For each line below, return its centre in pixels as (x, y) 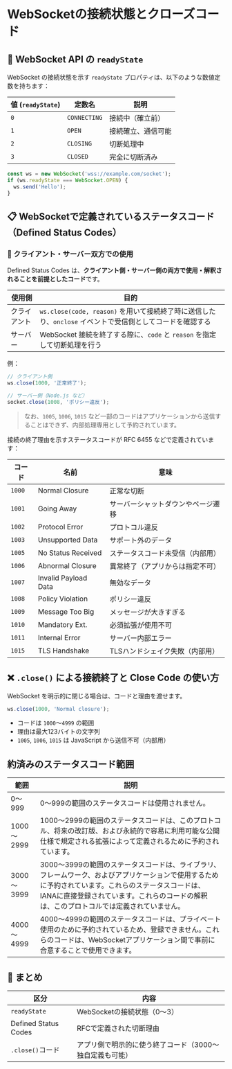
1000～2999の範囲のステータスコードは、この (116, 820)
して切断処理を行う (71, 345)
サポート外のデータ (141, 540)
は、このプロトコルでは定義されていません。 (112, 906)
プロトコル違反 (134, 527)
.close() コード (35, 1050)
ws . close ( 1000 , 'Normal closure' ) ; (58, 709)
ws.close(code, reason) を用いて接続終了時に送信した (128, 311)
